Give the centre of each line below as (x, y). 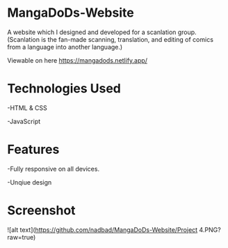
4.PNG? (210, 230)
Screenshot (41, 210)
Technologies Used (64, 89)
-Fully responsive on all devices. (53, 169)
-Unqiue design (30, 182)
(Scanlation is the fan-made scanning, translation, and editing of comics (111, 39)
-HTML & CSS (27, 108)
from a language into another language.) (65, 47)
